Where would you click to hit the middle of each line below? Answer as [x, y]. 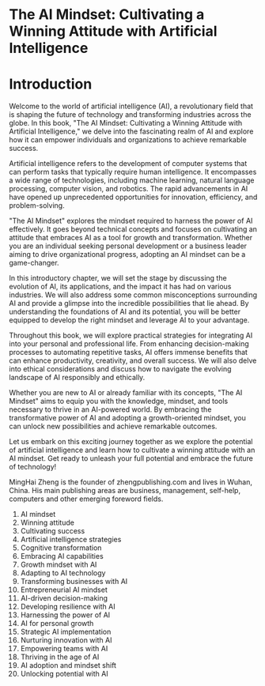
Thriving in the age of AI [60, 657]
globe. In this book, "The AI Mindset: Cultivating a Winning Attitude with [126, 123]
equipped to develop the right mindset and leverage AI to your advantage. [129, 320]
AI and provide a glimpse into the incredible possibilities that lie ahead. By [129, 303]
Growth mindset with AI [59, 565]
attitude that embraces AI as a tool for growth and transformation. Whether [131, 238]
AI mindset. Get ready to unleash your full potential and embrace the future [131, 458]
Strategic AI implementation [66, 632]
